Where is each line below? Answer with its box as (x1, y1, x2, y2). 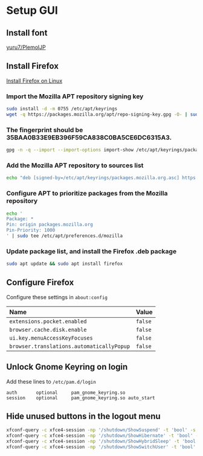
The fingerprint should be (6, 125, 83, 134)
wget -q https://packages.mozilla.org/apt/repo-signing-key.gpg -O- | (6, 111, 188, 118)
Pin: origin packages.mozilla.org (6, 221, 94, 228)
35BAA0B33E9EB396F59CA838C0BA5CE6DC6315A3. (6, 133, 172, 142)
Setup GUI (6, 4, 59, 17)
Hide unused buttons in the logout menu (6, 411, 161, 422)
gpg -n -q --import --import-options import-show (6, 147, 134, 153)
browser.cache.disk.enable (9, 326, 87, 333)
